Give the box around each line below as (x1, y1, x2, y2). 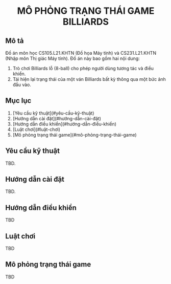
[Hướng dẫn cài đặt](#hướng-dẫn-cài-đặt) (12, 115, 101, 121)
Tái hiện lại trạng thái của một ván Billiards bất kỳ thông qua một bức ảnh (12, 76, 166, 82)
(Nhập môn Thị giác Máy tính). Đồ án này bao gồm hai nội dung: (5, 55, 140, 61)
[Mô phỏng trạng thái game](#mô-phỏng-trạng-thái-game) (12, 132, 137, 138)
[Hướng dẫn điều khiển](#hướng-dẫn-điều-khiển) (12, 121, 116, 127)
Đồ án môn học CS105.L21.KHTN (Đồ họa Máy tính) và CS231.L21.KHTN (5, 50, 157, 56)
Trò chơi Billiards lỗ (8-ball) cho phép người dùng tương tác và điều (12, 65, 154, 71)
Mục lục (5, 96, 32, 105)
